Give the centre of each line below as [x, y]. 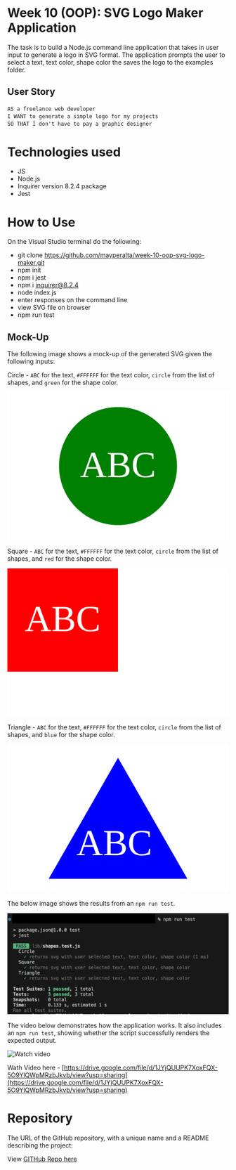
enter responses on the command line [72, 300]
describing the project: [40, 1145]
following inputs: [31, 362]
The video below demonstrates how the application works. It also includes [115, 1025]
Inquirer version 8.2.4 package [62, 186]
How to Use [41, 222]
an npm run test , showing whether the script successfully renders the [109, 1033]
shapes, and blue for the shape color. [61, 735]
